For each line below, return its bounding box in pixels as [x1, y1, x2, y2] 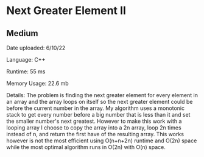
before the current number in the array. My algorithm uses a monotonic [6, 104, 185, 112]
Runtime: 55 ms [6, 68, 46, 75]
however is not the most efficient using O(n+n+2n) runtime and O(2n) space [6, 137, 197, 144]
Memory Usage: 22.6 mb [6, 80, 69, 87]
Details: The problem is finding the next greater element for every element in [6, 92, 198, 98]
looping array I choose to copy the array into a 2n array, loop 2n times [6, 124, 181, 131]
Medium [6, 28, 38, 38]
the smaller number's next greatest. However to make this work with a [6, 117, 182, 125]
